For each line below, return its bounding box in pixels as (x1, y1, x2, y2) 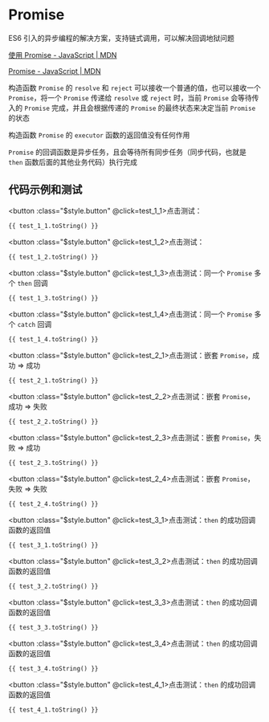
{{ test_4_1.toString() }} (8, 705, 99, 714)
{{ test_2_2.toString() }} (8, 418, 99, 426)
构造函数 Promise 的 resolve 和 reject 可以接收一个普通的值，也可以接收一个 (8, 83, 261, 92)
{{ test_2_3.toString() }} (8, 459, 99, 467)
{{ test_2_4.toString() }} (8, 500, 99, 508)
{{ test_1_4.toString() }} (8, 335, 99, 343)
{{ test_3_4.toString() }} (8, 664, 99, 672)
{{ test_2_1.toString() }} (8, 376, 99, 385)
